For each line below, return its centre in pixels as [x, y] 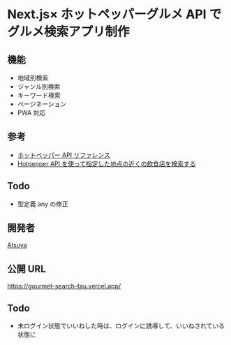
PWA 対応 [31, 113]
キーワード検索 [39, 95]
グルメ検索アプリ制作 [69, 32]
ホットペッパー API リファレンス [64, 155]
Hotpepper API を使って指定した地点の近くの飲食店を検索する [107, 163]
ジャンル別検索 [39, 87]
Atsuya [17, 245]
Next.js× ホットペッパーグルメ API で [114, 14]
